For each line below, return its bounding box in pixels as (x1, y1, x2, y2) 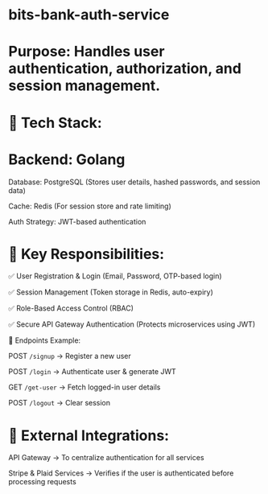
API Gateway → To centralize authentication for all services (8, 453, 204, 463)
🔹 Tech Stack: (8, 113, 102, 132)
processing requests (8, 477, 76, 487)
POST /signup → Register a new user (8, 352, 131, 361)
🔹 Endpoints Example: (8, 336, 81, 345)
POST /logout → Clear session (8, 398, 111, 408)
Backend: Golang (8, 150, 126, 168)
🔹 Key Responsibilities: (8, 245, 165, 263)
